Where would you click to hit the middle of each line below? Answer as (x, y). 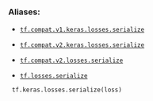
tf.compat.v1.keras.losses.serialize (82, 30)
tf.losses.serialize (54, 76)
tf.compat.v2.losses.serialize (71, 61)
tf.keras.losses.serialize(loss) (67, 90)
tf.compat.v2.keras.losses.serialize (82, 45)
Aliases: (25, 12)
